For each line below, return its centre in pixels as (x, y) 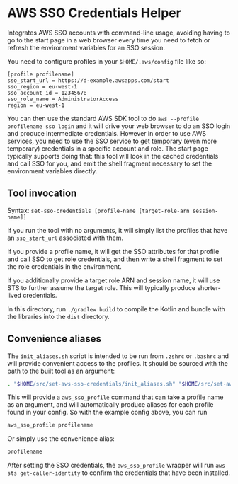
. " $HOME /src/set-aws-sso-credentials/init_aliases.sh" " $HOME (103, 384)
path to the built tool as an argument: (61, 371)
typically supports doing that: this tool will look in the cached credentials (113, 156)
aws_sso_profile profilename (50, 425)
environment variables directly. (52, 171)
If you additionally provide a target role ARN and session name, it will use (114, 280)
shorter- (209, 287)
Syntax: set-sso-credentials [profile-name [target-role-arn (98, 210)
